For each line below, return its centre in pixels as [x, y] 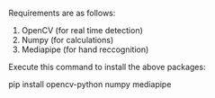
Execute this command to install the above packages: [107, 67]
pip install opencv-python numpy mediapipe [90, 84]
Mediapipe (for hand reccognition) [85, 49]
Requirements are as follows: [62, 13]
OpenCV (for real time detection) [82, 30]
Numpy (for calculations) [67, 40]
